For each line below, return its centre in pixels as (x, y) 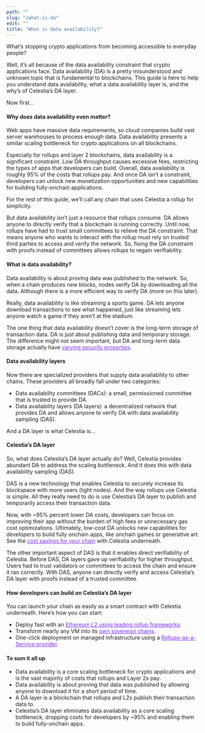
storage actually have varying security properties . (69, 347)
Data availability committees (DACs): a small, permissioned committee (103, 393)
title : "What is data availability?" (54, 29)
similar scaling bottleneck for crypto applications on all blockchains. (92, 143)
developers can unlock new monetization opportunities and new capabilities (102, 181)
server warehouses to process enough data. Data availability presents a (97, 137)
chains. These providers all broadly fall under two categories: (84, 381)
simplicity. (19, 206)
